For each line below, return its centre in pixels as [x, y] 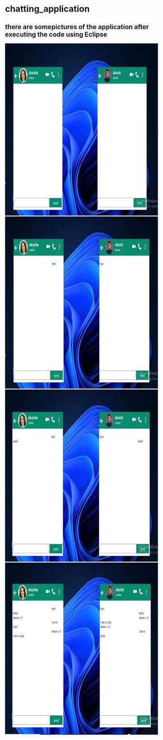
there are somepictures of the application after [77, 27]
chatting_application [47, 9]
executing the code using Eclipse [56, 34]
